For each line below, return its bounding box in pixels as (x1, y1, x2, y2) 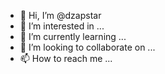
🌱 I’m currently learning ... (19, 31, 127, 42)
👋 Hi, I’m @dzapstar (19, 10, 102, 21)
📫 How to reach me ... (19, 53, 113, 64)
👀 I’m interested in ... (19, 20, 105, 32)
